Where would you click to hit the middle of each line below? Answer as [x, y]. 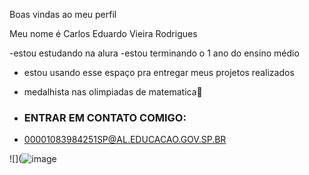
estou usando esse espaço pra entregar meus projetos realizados [159, 72]
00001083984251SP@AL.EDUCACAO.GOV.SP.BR [125, 140]
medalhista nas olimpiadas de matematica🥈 [113, 92]
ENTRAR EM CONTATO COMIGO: [105, 117]
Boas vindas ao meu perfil [63, 14]
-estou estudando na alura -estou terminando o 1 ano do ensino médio [154, 53]
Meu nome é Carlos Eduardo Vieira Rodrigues [103, 33]
